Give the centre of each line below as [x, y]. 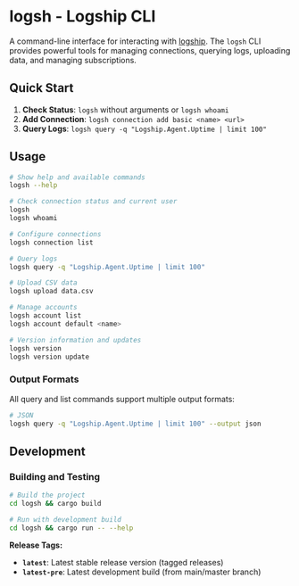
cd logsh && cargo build [55, 504]
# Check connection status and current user [93, 202]
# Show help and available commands [77, 177]
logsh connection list [51, 243]
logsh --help [33, 186]
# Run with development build [66, 519]
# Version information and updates [75, 340]
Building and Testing [55, 476]
